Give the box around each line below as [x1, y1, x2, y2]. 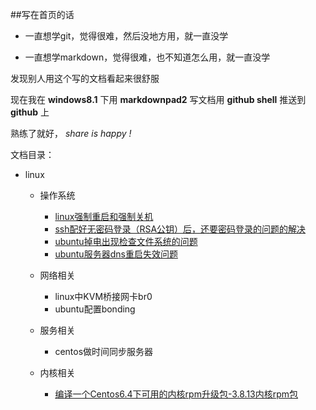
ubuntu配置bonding [54, 303, 136, 315]
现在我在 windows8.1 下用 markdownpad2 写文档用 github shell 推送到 [10, 94, 307, 105]
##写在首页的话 [10, 9, 75, 20]
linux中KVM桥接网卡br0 [54, 291, 153, 302]
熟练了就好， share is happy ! [10, 128, 132, 139]
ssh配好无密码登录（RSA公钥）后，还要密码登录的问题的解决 [54, 223, 307, 235]
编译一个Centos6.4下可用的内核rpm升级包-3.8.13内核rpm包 [54, 388, 299, 400]
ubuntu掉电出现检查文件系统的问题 [54, 236, 198, 247]
